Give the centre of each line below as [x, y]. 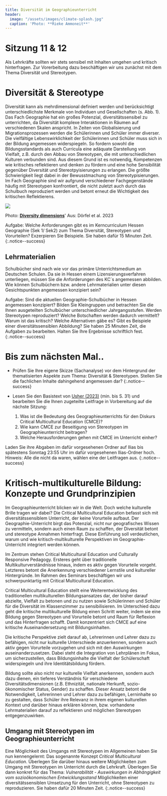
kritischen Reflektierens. [30, 197]
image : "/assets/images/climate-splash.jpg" [57, 19]
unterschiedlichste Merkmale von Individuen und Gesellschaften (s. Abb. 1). [83, 112]
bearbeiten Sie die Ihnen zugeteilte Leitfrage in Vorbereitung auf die [82, 401]
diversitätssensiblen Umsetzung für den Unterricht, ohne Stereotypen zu [80, 783]
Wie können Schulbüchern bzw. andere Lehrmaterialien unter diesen [76, 284]
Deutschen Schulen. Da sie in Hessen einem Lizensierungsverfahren [76, 274]
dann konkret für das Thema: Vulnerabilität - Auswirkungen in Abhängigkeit [83, 772]
